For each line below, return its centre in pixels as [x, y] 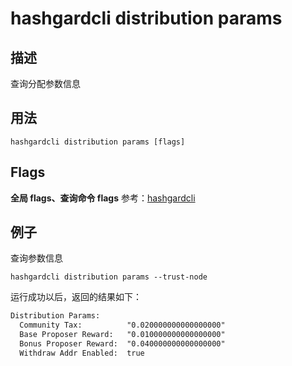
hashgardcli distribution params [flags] [98, 142]
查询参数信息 [36, 258]
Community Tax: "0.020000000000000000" [122, 325]
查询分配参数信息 [45, 83]
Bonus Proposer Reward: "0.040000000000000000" [122, 344]
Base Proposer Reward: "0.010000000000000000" [122, 335]
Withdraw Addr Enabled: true [82, 353]
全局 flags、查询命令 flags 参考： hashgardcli [103, 198]
